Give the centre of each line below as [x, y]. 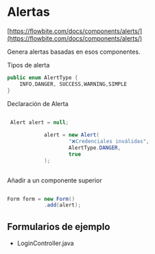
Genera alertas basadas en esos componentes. [74, 52]
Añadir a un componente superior [55, 180]
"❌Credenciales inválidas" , [109, 142]
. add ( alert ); [62, 205]
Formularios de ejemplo [59, 227]
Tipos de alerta [28, 65]
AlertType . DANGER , [95, 148]
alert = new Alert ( [71, 135]
